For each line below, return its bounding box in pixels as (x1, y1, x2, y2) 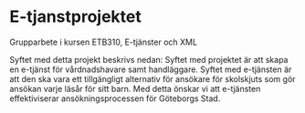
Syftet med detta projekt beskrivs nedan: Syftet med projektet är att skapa (9, 54, 289, 65)
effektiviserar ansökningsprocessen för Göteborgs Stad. (9, 93, 221, 104)
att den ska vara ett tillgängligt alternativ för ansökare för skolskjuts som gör (9, 73, 296, 84)
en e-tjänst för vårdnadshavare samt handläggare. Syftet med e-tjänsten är (9, 64, 292, 75)
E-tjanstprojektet (9, 6, 142, 27)
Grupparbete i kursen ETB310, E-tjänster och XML (9, 36, 198, 47)
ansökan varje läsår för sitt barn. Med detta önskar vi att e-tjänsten (9, 83, 261, 94)
